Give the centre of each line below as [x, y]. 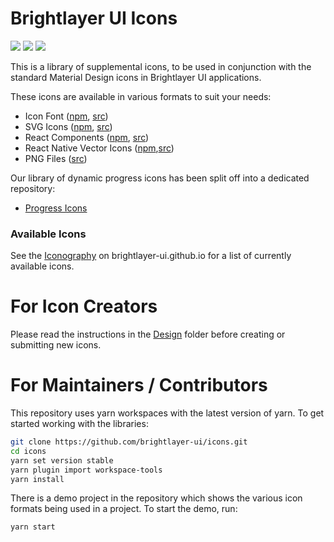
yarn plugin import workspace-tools [86, 470]
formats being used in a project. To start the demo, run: [124, 509]
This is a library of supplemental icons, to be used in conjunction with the [161, 66]
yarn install [37, 479]
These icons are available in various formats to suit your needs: [141, 96]
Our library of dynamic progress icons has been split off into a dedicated [160, 178]
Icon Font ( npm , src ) [66, 116]
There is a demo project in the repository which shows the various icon [156, 498]
